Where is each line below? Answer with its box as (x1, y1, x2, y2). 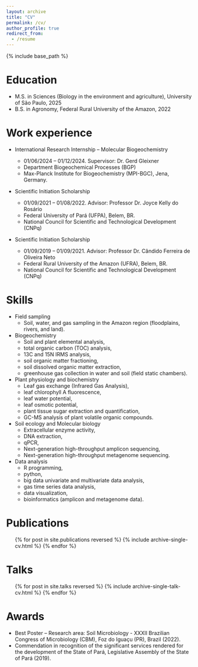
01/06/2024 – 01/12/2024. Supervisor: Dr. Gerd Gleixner (23, 157, 160, 164)
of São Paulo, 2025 (14, 99, 62, 106)
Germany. (23, 176, 48, 183)
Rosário (23, 205, 43, 212)
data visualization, (23, 489, 68, 496)
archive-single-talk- (132, 582, 181, 590)
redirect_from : (6, 31, 44, 37)
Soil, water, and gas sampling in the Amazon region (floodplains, (23, 319, 180, 326)
